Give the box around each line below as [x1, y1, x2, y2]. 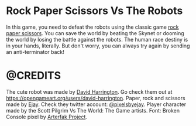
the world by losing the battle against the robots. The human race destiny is [6, 36, 188, 43]
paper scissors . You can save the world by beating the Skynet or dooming [6, 29, 184, 36]
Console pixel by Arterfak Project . [6, 113, 88, 120]
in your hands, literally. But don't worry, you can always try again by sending [6, 42, 190, 49]
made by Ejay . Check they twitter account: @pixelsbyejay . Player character [6, 101, 187, 108]
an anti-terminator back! [6, 48, 64, 55]
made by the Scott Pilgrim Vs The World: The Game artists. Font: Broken [6, 107, 180, 114]
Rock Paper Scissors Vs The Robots [6, 4, 183, 18]
